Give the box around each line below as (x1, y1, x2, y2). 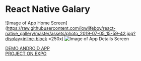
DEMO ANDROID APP (5, 45, 50, 51)
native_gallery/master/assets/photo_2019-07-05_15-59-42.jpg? (5, 30, 136, 36)
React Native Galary (5, 3, 91, 15)
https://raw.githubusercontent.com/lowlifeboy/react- (7, 25, 116, 31)
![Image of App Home (5, 20, 50, 26)
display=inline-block (5, 36, 47, 42)
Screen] (51, 20, 67, 26)
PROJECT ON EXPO (5, 51, 47, 57)
